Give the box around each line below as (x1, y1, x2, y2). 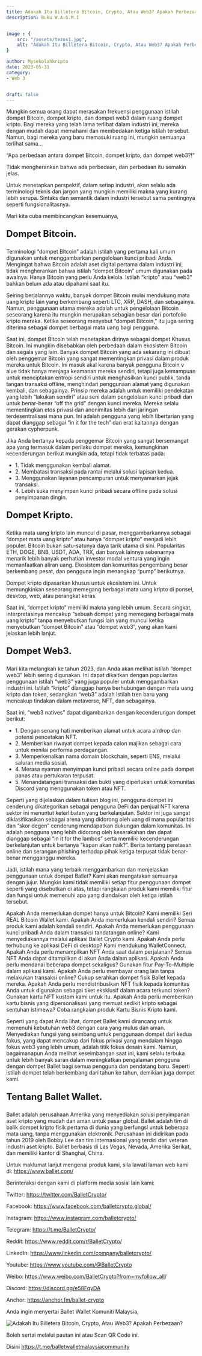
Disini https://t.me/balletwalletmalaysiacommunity (6, 1343, 130, 1351)
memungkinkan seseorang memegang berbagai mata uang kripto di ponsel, (6, 586, 194, 593)
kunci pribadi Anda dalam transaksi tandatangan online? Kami (6, 929, 159, 936)
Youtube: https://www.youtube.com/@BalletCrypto (6, 1261, 132, 1268)
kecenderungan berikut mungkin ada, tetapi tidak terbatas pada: (6, 450, 165, 457)
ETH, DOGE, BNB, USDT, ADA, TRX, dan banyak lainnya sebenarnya (6, 548, 175, 556)
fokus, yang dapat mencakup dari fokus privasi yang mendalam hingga (6, 1037, 182, 1044)
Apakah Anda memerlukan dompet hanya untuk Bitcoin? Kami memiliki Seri (6, 910, 192, 917)
